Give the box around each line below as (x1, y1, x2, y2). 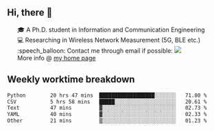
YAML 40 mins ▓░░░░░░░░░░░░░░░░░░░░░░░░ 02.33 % (7, 111, 207, 118)
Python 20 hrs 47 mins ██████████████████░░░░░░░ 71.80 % (7, 92, 207, 99)
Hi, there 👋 (7, 7, 53, 19)
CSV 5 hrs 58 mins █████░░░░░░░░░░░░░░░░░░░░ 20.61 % (7, 98, 207, 105)
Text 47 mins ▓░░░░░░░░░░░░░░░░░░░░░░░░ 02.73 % (7, 104, 207, 112)
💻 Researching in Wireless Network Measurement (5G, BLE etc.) (16, 36, 201, 44)
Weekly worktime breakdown (7, 73, 135, 86)
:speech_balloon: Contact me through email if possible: (16, 46, 174, 55)
